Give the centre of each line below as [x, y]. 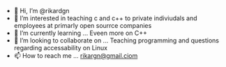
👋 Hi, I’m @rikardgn [42, 11]
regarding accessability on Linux [61, 48]
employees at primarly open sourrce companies [83, 25]
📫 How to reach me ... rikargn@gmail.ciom [76, 55]
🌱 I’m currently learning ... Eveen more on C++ [81, 33]
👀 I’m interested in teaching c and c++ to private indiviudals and [105, 18]
